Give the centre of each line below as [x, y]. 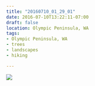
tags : [13, 34]
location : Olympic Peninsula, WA [47, 28]
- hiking [17, 55]
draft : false [22, 22]
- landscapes [22, 50]
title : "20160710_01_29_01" [41, 11]
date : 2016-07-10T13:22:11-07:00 [47, 17]
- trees [16, 45]
